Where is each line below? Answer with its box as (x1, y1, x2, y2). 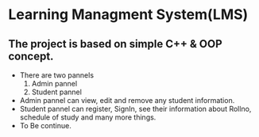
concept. (8, 49, 54, 63)
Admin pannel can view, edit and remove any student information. (19, 96, 235, 105)
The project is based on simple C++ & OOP (8, 37, 222, 51)
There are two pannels (19, 70, 94, 80)
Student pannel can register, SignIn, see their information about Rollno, (19, 105, 252, 113)
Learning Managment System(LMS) (8, 6, 249, 24)
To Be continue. (19, 121, 72, 130)
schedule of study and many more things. (19, 112, 157, 122)
